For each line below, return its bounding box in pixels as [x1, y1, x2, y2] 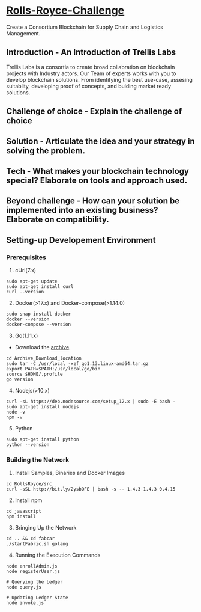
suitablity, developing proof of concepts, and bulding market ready [6, 82, 172, 90]
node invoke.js [6, 600, 44, 606]
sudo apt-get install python [6, 436, 79, 442]
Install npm [14, 497, 43, 504]
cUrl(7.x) [14, 267, 37, 274]
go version [6, 376, 34, 382]
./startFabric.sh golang [6, 541, 68, 547]
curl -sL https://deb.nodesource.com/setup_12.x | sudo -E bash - [6, 399, 176, 405]
